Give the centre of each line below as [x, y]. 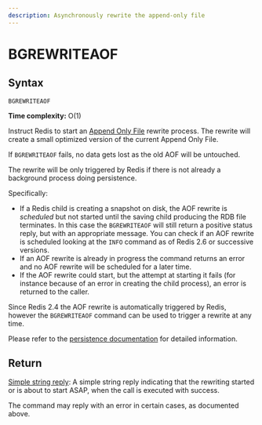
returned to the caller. [55, 292]
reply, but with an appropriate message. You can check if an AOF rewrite [137, 233]
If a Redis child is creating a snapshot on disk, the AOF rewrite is [123, 208]
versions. [34, 250]
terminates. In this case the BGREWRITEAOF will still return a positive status [136, 225]
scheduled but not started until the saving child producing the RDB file [133, 216]
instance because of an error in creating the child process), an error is [133, 283]
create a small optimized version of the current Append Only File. [113, 139]
